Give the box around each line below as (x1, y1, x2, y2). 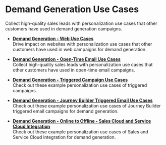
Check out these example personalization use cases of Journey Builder (12, 102, 161, 108)
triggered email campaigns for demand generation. (12, 108, 119, 114)
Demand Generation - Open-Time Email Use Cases (12, 56, 121, 62)
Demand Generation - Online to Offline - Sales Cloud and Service (12, 118, 151, 124)
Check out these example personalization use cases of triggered (12, 82, 147, 88)
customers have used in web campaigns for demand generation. (12, 46, 147, 52)
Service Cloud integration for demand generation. (12, 134, 116, 140)
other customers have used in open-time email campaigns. (12, 67, 135, 73)
